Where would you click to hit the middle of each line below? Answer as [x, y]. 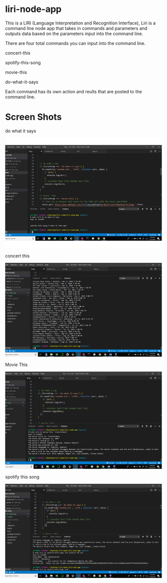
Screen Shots [34, 117]
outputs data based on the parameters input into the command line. [74, 33]
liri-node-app [33, 9]
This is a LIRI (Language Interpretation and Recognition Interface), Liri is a [80, 23]
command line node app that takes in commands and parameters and [76, 28]
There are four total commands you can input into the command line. [75, 43]
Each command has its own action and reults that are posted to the [74, 91]
